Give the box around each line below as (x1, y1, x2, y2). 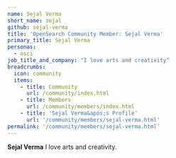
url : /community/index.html (26, 90, 110, 97)
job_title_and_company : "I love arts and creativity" (7, 57, 170, 64)
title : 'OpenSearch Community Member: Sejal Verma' (7, 30, 163, 38)
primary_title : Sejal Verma (7, 37, 91, 44)
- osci (13, 51, 33, 58)
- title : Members (20, 97, 72, 104)
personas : (7, 43, 37, 51)
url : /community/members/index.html (26, 103, 135, 110)
